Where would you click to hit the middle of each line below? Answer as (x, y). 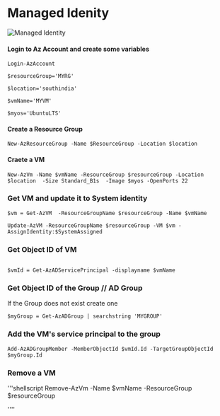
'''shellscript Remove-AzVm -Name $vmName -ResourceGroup (100, 388)
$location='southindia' (42, 89)
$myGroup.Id (25, 355)
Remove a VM (31, 373)
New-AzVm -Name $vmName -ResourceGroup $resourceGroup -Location (105, 175)
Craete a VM (26, 159)
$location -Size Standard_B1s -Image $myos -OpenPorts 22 (98, 181)
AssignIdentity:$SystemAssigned (55, 231)
